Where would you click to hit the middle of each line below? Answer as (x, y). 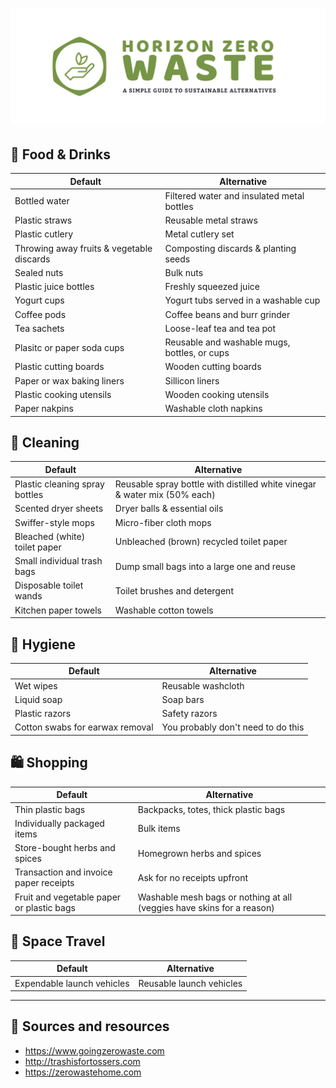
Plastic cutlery (44, 234)
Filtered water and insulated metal (234, 195)
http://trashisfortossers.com (82, 1061)
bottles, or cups (197, 353)
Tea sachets (39, 328)
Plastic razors (43, 714)
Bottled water (42, 201)
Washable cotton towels (164, 610)
